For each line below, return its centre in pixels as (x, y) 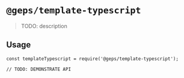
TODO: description (44, 26)
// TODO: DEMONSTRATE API (38, 69)
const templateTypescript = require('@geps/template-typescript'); (93, 59)
